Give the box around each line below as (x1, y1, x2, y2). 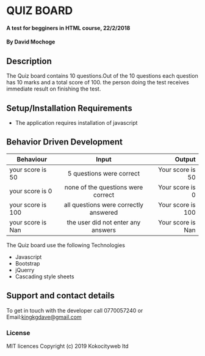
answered (89, 208, 118, 217)
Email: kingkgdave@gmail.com (6, 313, 82, 321)
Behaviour (16, 155, 48, 163)
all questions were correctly (63, 200, 144, 209)
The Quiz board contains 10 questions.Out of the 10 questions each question (6, 72, 198, 80)
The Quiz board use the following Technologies (6, 241, 125, 248)
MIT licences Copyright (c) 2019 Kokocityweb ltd (6, 342, 129, 349)
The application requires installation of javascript (15, 119, 138, 126)
